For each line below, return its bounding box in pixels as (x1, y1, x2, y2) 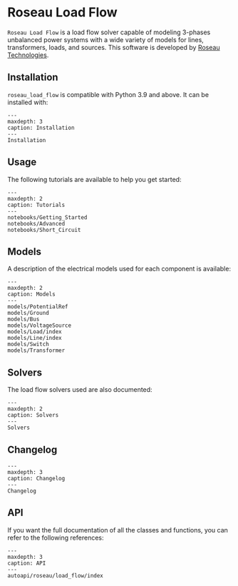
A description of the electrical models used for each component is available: (7, 265, 232, 273)
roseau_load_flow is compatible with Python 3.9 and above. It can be (7, 90, 209, 98)
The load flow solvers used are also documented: (7, 385, 152, 394)
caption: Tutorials (7, 201, 66, 208)
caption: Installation (7, 124, 75, 131)
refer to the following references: (7, 533, 104, 542)
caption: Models (7, 291, 56, 298)
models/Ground (7, 310, 50, 317)
